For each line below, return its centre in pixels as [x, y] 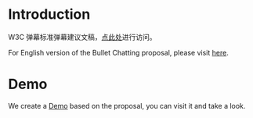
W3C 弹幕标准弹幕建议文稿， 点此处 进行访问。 [82, 37]
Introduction [49, 14]
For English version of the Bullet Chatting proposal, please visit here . [118, 52]
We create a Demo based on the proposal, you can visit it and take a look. [127, 105]
